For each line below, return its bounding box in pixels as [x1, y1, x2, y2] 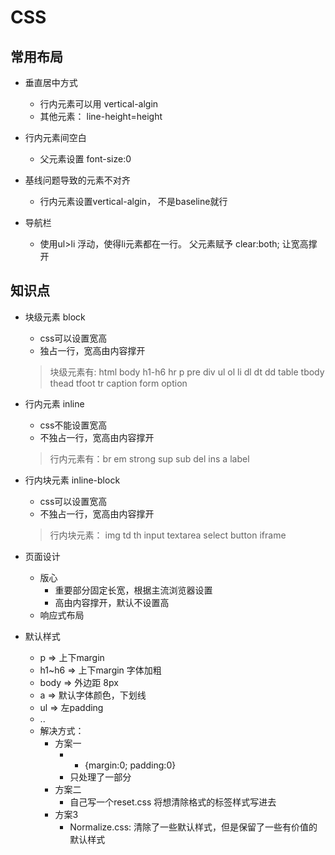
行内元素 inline [24, 397, 85, 410]
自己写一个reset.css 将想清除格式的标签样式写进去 [69, 796, 277, 808]
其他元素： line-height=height [39, 111, 163, 122]
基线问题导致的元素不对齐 [24, 174, 131, 186]
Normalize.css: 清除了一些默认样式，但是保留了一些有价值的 [69, 821, 318, 833]
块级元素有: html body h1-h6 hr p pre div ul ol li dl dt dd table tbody [49, 366, 325, 378]
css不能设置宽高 [39, 419, 108, 431]
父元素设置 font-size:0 [39, 153, 132, 165]
